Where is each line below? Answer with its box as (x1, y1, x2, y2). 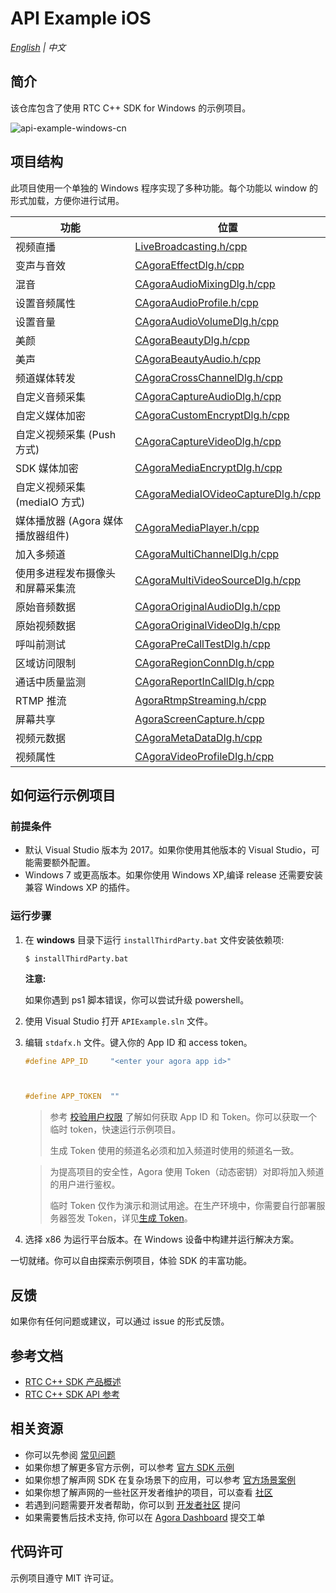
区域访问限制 (15, 656, 77, 670)
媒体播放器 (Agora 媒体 (15, 513, 124, 527)
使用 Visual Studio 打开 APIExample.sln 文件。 (24, 1015, 213, 1027)
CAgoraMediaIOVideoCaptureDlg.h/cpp (134, 487, 321, 501)
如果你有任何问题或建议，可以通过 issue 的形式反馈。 (10, 1315, 230, 1327)
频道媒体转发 (15, 371, 77, 385)
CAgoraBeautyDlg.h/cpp (134, 333, 250, 347)
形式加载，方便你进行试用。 (10, 194, 125, 206)
